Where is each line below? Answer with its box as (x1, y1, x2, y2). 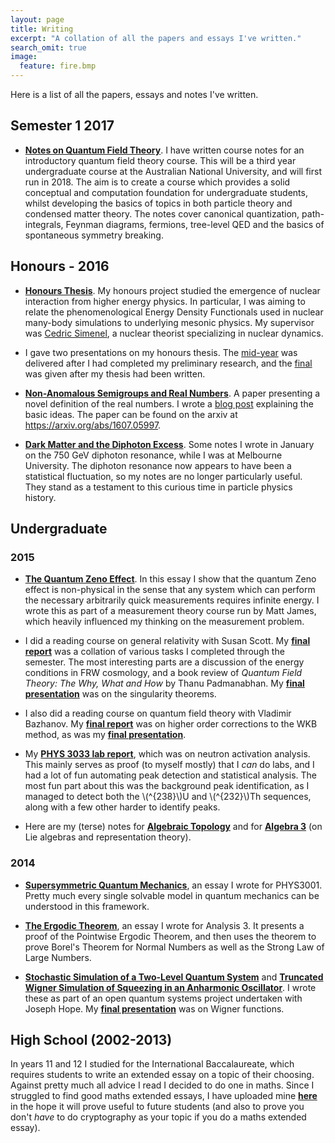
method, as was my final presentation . (24, 729, 187, 741)
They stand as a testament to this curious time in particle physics (24, 481, 293, 493)
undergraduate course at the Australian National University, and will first (24, 165, 322, 177)
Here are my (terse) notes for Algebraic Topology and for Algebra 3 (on (24, 821, 323, 833)
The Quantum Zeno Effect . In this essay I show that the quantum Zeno (24, 573, 317, 585)
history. (24, 491, 57, 503)
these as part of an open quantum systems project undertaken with (24, 992, 303, 1004)
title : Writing (10, 24, 74, 34)
